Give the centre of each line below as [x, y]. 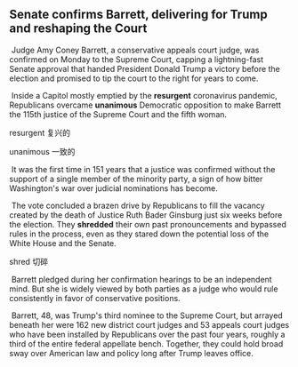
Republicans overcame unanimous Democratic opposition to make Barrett [145, 105]
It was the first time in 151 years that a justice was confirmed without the [143, 169]
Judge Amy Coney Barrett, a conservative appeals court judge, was [135, 50]
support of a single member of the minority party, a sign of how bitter [136, 179]
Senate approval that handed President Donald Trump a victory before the [145, 68]
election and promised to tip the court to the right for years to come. [134, 78]
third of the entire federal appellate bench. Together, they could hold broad [146, 343]
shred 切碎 [29, 261]
